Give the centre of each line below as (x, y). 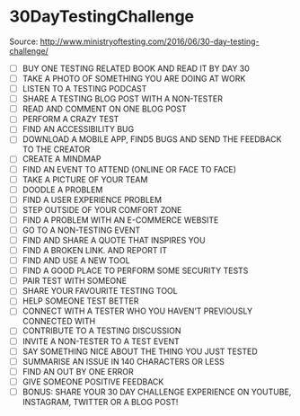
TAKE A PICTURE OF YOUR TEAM (85, 179)
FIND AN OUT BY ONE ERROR (78, 371)
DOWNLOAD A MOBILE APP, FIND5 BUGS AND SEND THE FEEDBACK (152, 139)
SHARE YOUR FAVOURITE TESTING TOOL (100, 291)
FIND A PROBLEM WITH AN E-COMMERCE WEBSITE (120, 220)
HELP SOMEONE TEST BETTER (80, 301)
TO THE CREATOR (56, 149)
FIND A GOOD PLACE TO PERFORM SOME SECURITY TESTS (135, 270)
